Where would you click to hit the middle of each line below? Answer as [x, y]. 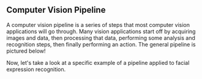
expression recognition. [36, 69]
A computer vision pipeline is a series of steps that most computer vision [98, 24]
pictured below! [26, 51]
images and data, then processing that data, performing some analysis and [101, 38]
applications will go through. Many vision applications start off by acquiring [101, 31]
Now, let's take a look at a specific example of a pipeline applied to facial [98, 62]
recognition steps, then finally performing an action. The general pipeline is [101, 44]
